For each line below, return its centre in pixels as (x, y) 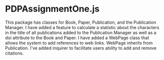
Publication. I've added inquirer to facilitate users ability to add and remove (81, 48)
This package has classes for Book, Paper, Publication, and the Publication (81, 22)
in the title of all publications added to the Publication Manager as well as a (81, 32)
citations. (14, 53)
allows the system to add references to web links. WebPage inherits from (79, 43)
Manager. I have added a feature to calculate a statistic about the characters (82, 27)
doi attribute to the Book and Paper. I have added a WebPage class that (77, 38)
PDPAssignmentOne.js (52, 9)
